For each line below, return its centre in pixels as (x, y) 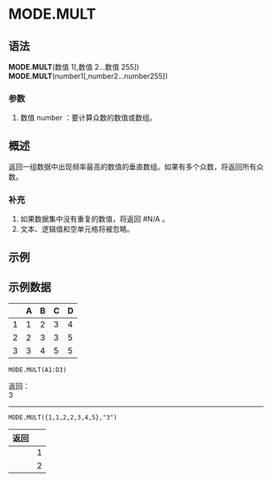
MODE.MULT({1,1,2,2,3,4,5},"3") (63, 417)
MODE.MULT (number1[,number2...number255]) (88, 76)
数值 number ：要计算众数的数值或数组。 (88, 117)
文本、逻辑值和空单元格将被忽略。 (77, 229)
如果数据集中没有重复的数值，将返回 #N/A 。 (95, 219)
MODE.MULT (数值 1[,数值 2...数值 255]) (74, 67)
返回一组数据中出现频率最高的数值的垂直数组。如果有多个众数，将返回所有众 (136, 167)
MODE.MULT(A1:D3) (38, 369)
